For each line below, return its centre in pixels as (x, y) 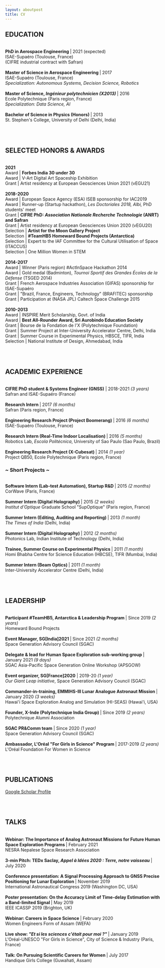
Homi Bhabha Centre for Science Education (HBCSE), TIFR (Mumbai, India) (81, 555)
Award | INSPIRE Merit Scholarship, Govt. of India (55, 315)
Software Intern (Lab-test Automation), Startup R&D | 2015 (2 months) (78, 486)
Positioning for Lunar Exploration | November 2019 (58, 881)
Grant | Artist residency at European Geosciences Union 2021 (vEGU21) (78, 183)
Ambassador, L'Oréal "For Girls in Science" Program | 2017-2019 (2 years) (82, 744)
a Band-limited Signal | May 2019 (39, 902)
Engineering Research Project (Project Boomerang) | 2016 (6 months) (77, 420)
